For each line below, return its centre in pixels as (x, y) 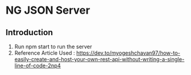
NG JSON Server (48, 10)
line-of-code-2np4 (38, 65)
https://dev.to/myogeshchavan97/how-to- (129, 53)
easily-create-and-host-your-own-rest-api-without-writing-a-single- (99, 59)
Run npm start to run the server (53, 46)
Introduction (29, 32)
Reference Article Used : (45, 53)
